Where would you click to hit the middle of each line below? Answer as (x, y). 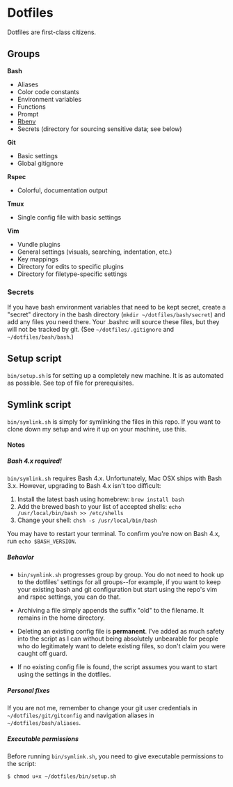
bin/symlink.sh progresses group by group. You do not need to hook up (121, 575)
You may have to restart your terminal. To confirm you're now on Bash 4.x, (114, 534)
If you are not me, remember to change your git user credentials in (102, 708)
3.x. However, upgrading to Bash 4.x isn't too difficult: (84, 486)
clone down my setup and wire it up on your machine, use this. (97, 429)
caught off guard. (42, 654)
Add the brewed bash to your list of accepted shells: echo (99, 507)
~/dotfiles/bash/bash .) (41, 337)
